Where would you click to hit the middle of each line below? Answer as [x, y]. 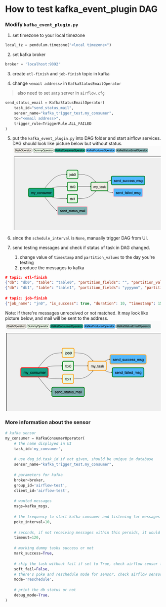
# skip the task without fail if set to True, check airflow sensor [86, 564]
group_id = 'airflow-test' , [41, 485]
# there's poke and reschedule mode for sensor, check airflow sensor [88, 574]
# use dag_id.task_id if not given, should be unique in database [84, 459]
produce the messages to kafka [52, 268]
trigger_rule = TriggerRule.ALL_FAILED [53, 123]
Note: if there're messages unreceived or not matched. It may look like [77, 313]
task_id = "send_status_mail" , [44, 108]
